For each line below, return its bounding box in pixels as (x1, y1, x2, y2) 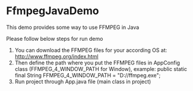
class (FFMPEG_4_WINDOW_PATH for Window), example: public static (14, 65, 187, 72)
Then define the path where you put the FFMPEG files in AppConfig (14, 59, 180, 66)
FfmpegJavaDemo (6, 4, 99, 18)
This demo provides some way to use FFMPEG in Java (6, 24, 140, 31)
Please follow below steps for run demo (6, 35, 103, 42)
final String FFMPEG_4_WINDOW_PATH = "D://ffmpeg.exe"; (14, 71, 161, 79)
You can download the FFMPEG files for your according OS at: (14, 46, 167, 54)
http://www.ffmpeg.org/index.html (14, 53, 99, 60)
